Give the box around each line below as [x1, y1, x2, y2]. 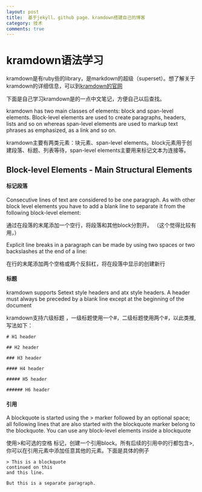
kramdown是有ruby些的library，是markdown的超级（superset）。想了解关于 [6, 75, 195, 82]
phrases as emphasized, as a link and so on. [6, 126, 117, 134]
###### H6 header [6, 387, 50, 393]
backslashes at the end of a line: [6, 248, 87, 255]
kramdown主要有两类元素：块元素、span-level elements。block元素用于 [6, 139, 187, 146]
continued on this [6, 464, 53, 471]
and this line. [6, 470, 45, 476]
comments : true [6, 25, 45, 32]
